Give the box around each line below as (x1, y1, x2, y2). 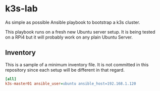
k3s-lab (5, 3, 38, 14)
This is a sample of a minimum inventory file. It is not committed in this (5, 61, 149, 67)
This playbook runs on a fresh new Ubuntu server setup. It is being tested (5, 29, 156, 35)
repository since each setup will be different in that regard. (5, 67, 125, 73)
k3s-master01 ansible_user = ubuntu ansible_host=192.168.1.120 (5, 81, 136, 86)
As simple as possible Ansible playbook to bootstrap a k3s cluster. (5, 19, 140, 25)
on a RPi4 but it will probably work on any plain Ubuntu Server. (5, 34, 133, 40)
